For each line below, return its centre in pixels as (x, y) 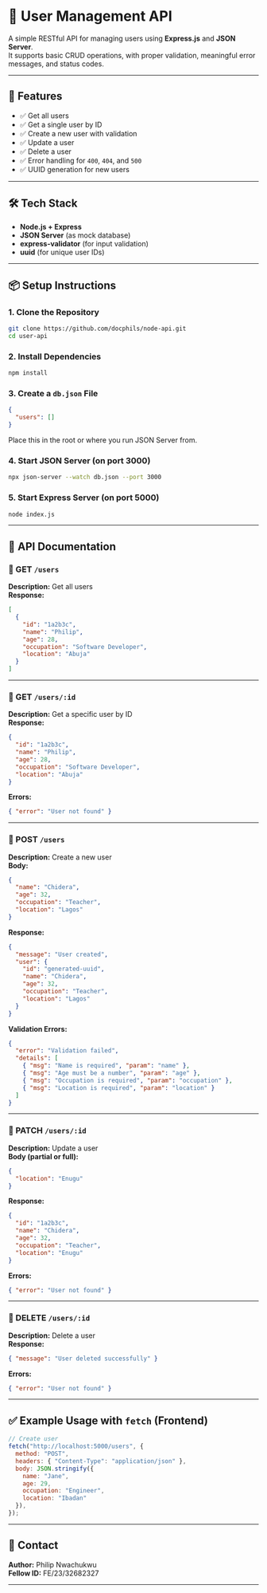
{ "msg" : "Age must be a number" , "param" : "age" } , (112, 1073)
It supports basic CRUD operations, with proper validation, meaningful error (132, 55)
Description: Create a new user (60, 857)
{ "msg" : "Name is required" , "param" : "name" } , (106, 1066)
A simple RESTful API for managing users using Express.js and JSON (122, 38)
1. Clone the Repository (54, 312)
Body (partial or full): (43, 1156)
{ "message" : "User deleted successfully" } (83, 1359)
